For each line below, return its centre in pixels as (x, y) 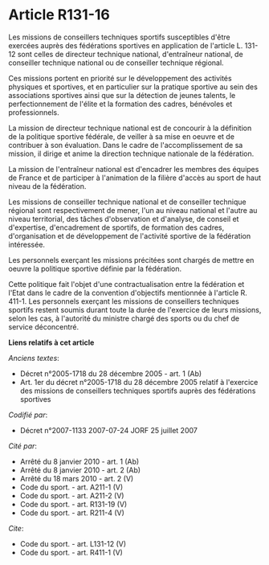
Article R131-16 (59, 15)
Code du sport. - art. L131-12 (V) (73, 543)
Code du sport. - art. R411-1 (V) (71, 552)
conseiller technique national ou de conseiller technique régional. (116, 63)
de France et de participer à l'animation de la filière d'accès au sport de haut (135, 178)
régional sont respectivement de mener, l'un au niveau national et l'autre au (133, 210)
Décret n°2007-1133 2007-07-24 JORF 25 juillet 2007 (109, 430)
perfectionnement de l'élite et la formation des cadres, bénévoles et (120, 104)
